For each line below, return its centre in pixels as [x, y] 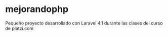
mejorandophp [37, 9]
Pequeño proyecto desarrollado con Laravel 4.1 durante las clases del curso [84, 23]
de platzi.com [19, 28]
